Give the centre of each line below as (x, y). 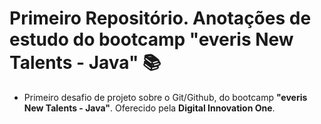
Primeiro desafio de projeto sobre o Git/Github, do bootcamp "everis (165, 97)
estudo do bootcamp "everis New (151, 39)
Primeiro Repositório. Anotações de (160, 18)
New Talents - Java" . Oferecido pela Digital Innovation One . (149, 108)
